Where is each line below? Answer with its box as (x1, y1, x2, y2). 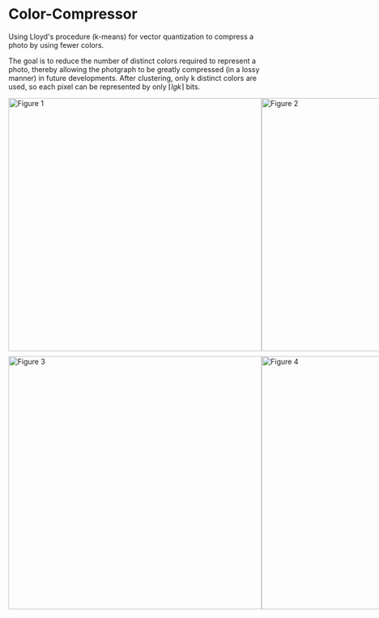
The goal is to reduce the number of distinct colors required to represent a (8, 56, 257, 66)
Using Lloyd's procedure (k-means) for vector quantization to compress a (8, 32, 254, 41)
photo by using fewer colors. (8, 40, 104, 49)
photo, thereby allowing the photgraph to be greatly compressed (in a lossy (8, 64, 260, 74)
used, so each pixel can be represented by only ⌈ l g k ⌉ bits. (8, 82, 201, 92)
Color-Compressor (8, 5, 138, 23)
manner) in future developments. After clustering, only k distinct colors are (8, 73, 258, 83)
